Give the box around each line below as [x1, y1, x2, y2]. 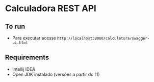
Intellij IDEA [12, 66, 35, 72]
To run [5, 22, 26, 31]
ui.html [12, 40, 28, 45]
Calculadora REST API [5, 3, 97, 14]
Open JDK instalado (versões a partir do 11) [12, 71, 100, 77]
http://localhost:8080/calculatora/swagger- [57, 36, 150, 41]
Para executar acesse [12, 35, 56, 41]
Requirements [5, 53, 49, 62]
